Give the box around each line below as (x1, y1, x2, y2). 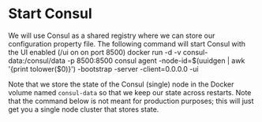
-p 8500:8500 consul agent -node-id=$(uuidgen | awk (66, 56, 245, 65)
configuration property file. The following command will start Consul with (8, 39, 246, 48)
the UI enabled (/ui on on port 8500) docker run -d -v (8, 47, 182, 57)
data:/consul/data (8, 56, 65, 65)
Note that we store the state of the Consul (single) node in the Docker (8, 79, 234, 89)
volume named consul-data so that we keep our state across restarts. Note (8, 87, 252, 97)
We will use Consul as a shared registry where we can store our (8, 31, 215, 40)
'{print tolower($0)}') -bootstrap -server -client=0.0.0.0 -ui (8, 64, 199, 73)
